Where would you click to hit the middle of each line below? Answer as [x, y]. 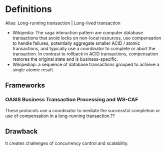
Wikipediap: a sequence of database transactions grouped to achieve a [86, 64]
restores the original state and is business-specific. [65, 59]
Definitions [29, 9]
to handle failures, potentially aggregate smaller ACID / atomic [76, 43]
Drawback [21, 131]
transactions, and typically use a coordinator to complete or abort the [84, 48]
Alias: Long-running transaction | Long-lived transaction [63, 23]
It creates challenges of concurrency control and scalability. [67, 144]
